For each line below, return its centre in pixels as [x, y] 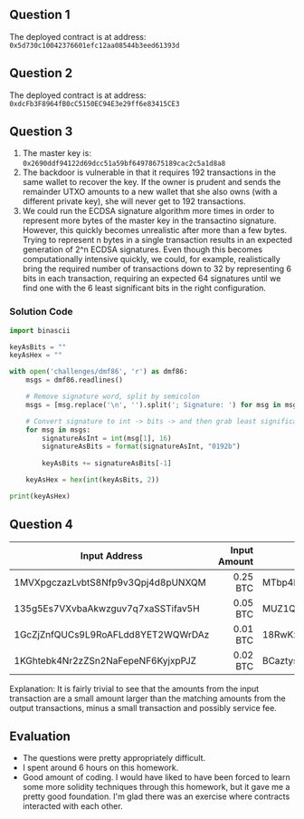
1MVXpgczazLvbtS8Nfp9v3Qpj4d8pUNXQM [110, 582]
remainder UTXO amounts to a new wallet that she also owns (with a [150, 192]
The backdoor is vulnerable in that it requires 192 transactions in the [149, 172]
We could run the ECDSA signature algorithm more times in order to [148, 211]
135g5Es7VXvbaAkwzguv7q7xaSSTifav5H [107, 609]
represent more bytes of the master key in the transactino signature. [150, 220]
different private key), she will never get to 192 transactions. [134, 201]
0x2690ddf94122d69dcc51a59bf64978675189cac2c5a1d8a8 [124, 164]
